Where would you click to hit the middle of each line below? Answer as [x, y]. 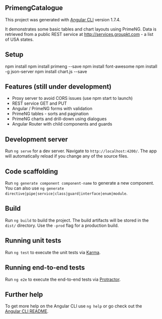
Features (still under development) [58, 87]
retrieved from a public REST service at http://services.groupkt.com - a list [79, 34]
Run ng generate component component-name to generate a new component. [80, 183]
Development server [37, 139]
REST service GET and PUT [39, 103]
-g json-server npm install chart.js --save [46, 71]
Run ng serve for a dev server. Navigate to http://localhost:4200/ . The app [81, 151]
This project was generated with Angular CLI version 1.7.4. [63, 19]
